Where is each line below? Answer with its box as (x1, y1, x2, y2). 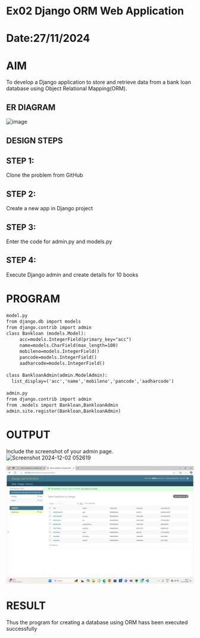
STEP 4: (6, 255, 37, 265)
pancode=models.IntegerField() (19, 354, 97, 360)
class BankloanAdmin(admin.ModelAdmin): (6, 372, 108, 378)
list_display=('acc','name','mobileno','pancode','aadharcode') (11, 378, 174, 384)
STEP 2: (6, 189, 36, 199)
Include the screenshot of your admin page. (6, 447, 114, 455)
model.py (6, 312, 28, 318)
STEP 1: (6, 155, 35, 165)
